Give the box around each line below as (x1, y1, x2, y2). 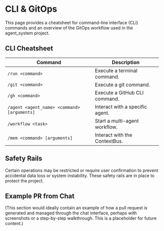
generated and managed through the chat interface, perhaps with (5, 210, 137, 216)
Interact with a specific (95, 103, 147, 110)
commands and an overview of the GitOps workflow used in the (5, 25, 133, 30)
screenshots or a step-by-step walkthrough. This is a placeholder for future (5, 215, 157, 221)
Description (112, 59, 140, 66)
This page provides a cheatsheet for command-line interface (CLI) (5, 20, 138, 26)
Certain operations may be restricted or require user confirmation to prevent (5, 167, 159, 173)
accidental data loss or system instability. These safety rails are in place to (5, 173, 155, 179)
